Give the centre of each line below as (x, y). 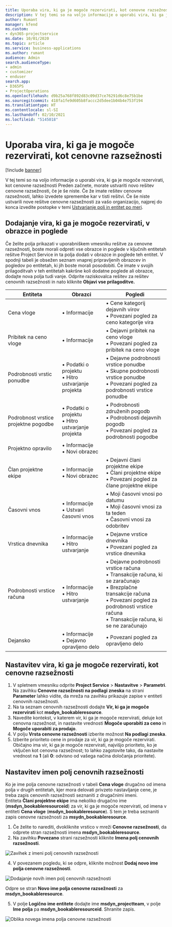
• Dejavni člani (123, 460)
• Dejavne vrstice (127, 534)
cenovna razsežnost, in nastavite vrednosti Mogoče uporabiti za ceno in (89, 723)
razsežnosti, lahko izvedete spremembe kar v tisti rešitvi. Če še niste (78, 196)
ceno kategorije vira (130, 322)
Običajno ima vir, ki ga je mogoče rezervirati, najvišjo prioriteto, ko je (85, 745)
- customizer (19, 72)
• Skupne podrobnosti (132, 371)
